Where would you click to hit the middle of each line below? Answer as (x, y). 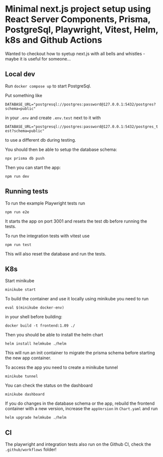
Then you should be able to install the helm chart (54, 335)
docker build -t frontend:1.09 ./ (40, 326)
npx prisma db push (25, 158)
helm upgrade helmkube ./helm (36, 418)
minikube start (20, 290)
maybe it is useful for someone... (38, 59)
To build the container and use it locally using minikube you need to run (77, 299)
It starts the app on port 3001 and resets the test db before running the (76, 221)
